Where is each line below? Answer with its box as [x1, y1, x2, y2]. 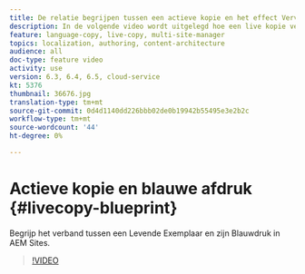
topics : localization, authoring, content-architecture [9, 38, 225, 48]
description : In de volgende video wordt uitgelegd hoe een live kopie [9, 22, 286, 31]
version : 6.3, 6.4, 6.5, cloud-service [9, 73, 161, 82]
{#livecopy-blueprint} [9, 198, 178, 219]
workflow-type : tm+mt [9, 114, 92, 123]
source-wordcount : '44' [9, 123, 100, 132]
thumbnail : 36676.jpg [9, 89, 92, 98]
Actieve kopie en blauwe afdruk [9, 179, 252, 200]
